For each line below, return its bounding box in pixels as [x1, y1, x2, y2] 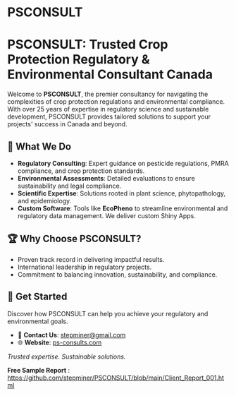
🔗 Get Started [7, 291, 68, 303]
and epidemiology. [17, 196, 72, 205]
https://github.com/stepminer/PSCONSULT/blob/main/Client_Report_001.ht [7, 373, 224, 382]
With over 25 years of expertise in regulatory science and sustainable [7, 105, 209, 114]
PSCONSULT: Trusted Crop [7, 37, 168, 53]
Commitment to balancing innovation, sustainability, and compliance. [17, 270, 218, 279]
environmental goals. [7, 317, 68, 325]
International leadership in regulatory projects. [17, 263, 152, 271]
